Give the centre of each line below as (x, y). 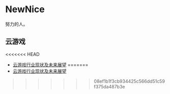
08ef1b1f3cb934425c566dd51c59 (130, 81)
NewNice (25, 9)
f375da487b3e (109, 86)
